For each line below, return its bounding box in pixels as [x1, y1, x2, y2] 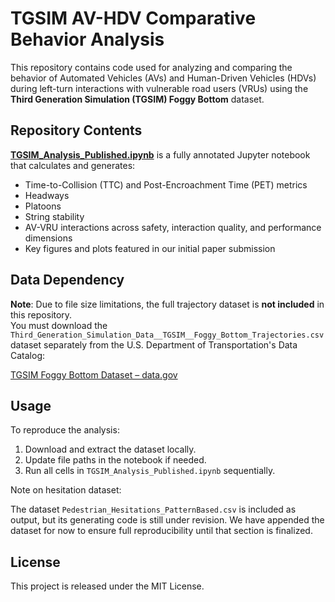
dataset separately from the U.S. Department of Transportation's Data [10, 338, 298, 351]
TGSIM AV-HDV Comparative [10, 7, 257, 30]
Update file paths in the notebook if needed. [24, 454, 207, 466]
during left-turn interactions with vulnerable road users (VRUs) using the [10, 82, 309, 94]
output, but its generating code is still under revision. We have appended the [10, 514, 325, 526]
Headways [24, 189, 70, 201]
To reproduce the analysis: [10, 424, 120, 436]
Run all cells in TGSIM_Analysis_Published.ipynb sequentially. [24, 465, 276, 477]
